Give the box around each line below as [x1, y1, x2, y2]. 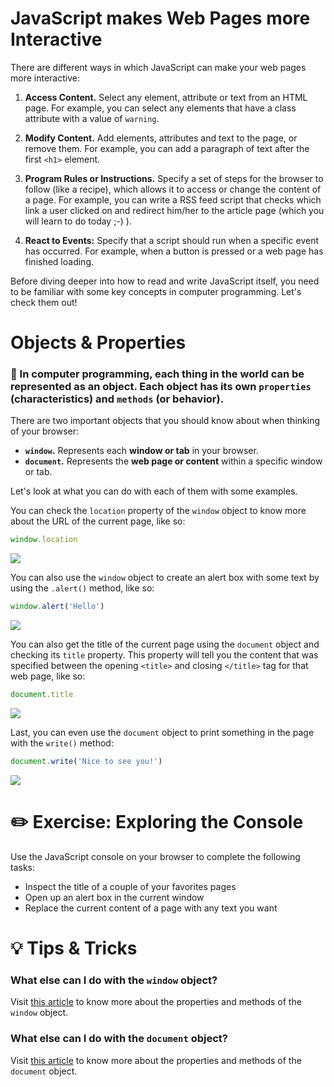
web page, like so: [10, 670, 86, 682]
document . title [10, 690, 74, 700]
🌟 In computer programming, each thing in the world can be [10, 367, 305, 381]
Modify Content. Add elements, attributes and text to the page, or [24, 132, 298, 144]
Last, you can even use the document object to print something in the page [10, 727, 315, 739]
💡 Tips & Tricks [10, 937, 138, 960]
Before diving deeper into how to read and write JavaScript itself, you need [10, 275, 320, 287]
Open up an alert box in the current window [24, 891, 205, 903]
